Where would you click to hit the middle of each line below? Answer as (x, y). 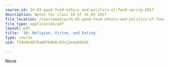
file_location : (21, 19)
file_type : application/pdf (35, 24)
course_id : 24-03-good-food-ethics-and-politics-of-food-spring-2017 (80, 10)
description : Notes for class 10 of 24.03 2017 (56, 14)
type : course (19, 38)
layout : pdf (18, 28)
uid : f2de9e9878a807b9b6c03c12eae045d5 (47, 42)
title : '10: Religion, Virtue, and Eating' (52, 33)
